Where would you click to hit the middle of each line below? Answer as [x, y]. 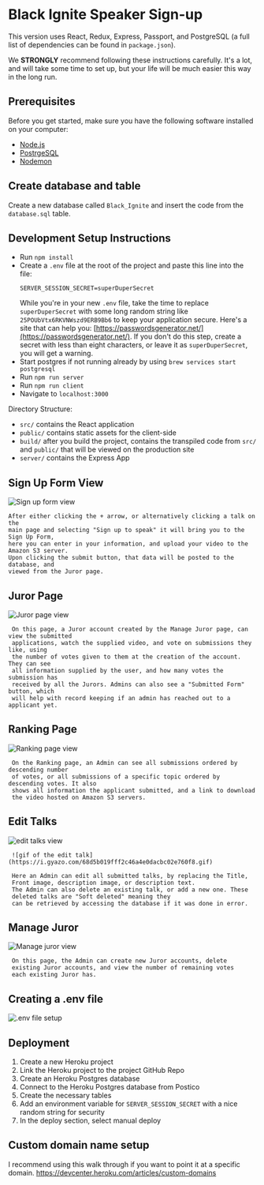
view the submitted [40, 636]
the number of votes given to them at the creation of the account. [126, 657]
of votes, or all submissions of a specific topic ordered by [116, 776]
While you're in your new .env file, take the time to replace [114, 303]
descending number [38, 770]
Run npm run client [52, 385]
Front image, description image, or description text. [103, 883]
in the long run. [33, 77]
